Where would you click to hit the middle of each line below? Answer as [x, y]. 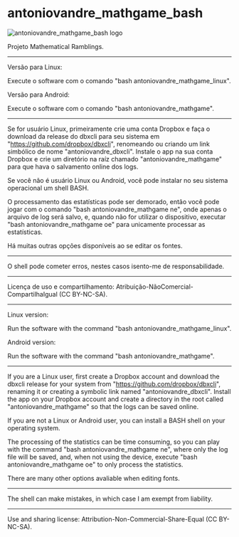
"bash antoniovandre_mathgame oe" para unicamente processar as [106, 224]
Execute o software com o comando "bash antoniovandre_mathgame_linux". [119, 80]
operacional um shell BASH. [48, 188]
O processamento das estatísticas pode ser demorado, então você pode [113, 201]
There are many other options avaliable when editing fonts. [94, 478]
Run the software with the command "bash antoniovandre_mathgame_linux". [119, 328]
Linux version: [28, 314]
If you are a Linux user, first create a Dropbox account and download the [113, 376]
